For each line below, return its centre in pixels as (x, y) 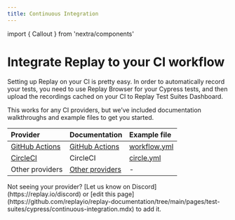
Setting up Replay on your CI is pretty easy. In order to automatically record (116, 81)
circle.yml (145, 158)
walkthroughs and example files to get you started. (81, 117)
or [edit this (99, 194)
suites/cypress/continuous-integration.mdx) (71, 209)
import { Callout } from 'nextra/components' (71, 34)
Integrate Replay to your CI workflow (116, 62)
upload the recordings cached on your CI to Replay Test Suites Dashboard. (115, 96)
